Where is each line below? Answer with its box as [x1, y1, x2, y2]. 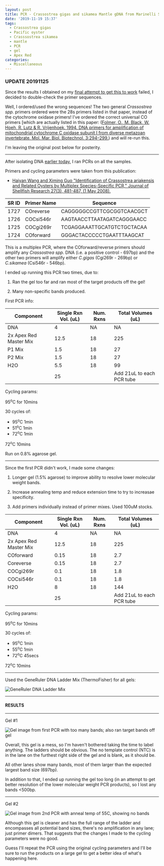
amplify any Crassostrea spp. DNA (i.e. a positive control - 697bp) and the [5, 249, 155, 255]
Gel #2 [5, 801, 19, 807]
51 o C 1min [12, 424, 33, 431]
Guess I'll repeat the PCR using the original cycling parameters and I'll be [5, 845, 152, 851]
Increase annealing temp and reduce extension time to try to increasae [12, 489, 155, 495]
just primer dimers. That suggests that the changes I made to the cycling [5, 830, 151, 836]
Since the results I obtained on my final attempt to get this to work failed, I [5, 89, 154, 95]
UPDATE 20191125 [5, 78, 49, 85]
